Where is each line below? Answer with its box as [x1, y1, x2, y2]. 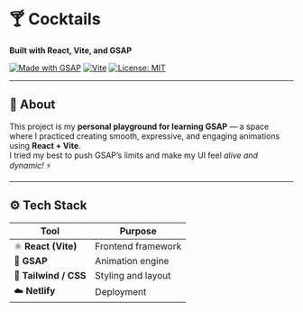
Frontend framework [94, 240, 182, 252]
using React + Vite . [9, 140, 81, 151]
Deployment [94, 286, 147, 298]
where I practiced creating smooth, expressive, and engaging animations [9, 130, 280, 142]
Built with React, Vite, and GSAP [9, 44, 133, 56]
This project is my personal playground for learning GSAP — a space [9, 121, 270, 132]
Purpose [119, 225, 158, 237]
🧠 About [9, 97, 56, 113]
